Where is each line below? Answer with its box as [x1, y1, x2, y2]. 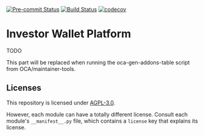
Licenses [6, 83, 41, 93]
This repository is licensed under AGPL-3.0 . [6, 99, 116, 106]
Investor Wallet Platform [6, 27, 132, 41]
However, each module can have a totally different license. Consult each [6, 110, 188, 118]
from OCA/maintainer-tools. [6, 65, 76, 72]
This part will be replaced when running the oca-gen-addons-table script [6, 58, 190, 66]
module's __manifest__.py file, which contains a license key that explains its [6, 117, 199, 124]
